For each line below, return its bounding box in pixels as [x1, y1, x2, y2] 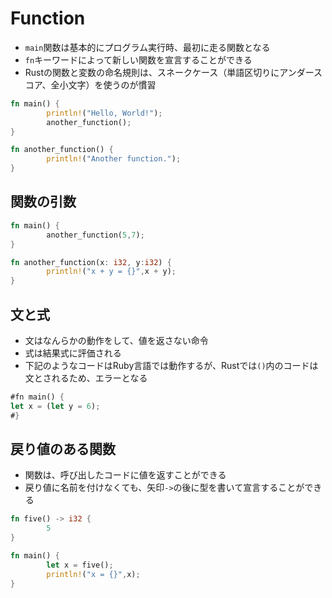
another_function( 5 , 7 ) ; [46, 230, 145, 240]
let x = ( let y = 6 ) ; [10, 401, 101, 411]
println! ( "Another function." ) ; [46, 154, 182, 164]
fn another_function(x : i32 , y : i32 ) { [10, 257, 172, 267]
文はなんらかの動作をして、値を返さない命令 [24, 334, 209, 346]
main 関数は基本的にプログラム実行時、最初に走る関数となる [24, 41, 271, 53]
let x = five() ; [46, 560, 114, 570]
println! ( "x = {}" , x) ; [46, 569, 141, 579]
